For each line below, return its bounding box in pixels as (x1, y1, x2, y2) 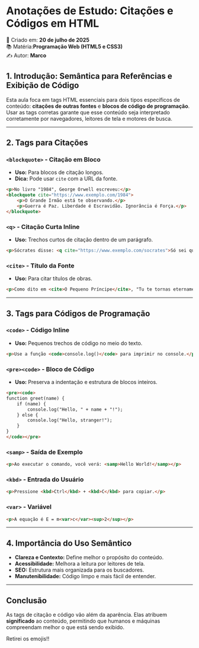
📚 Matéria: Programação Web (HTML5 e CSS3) (6, 43, 123, 50)
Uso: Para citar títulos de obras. (14, 275, 93, 282)
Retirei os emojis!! (6, 635, 50, 643)
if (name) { (17, 401, 46, 407)
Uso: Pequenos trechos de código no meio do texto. (14, 339, 143, 347)
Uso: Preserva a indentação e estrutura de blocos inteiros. (14, 379, 158, 386)
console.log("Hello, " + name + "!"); (27, 407, 123, 412)
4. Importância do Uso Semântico (6, 538, 132, 548)
